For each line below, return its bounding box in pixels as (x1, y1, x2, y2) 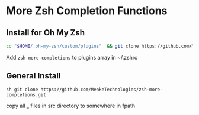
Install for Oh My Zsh (6, 28, 85, 38)
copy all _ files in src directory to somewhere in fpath (6, 102, 136, 109)
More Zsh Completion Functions (6, 4, 168, 18)
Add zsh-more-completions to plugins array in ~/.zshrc (6, 54, 138, 61)
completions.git (6, 91, 46, 98)
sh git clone (6, 87, 38, 93)
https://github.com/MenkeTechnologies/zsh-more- (40, 87, 163, 93)
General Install (6, 71, 61, 81)
